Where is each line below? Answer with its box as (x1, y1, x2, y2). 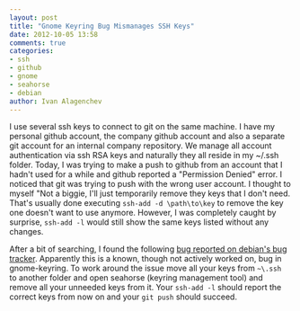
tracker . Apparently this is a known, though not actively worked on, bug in (9, 253, 282, 264)
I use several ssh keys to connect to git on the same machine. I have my (9, 121, 276, 132)
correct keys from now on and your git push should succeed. (9, 291, 238, 302)
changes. (9, 227, 44, 237)
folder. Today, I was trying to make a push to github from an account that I (9, 159, 283, 171)
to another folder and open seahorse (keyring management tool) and (9, 272, 263, 283)
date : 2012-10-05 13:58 (9, 30, 99, 39)
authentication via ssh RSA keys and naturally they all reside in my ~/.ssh (9, 150, 279, 161)
